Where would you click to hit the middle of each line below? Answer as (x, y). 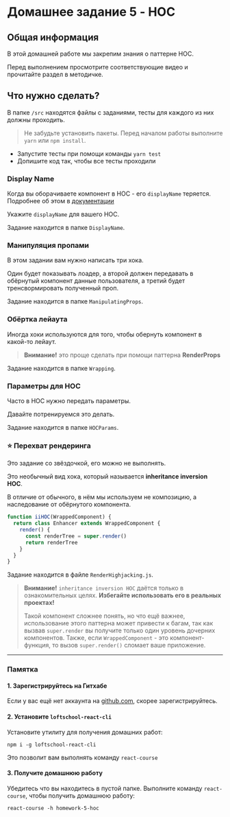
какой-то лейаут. (32, 341)
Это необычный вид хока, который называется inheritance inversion (107, 476)
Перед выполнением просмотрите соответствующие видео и (98, 67)
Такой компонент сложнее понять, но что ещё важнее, (104, 616)
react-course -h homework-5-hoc (53, 808)
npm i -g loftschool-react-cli (52, 745)
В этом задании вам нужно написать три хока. (75, 260)
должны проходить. (36, 119)
